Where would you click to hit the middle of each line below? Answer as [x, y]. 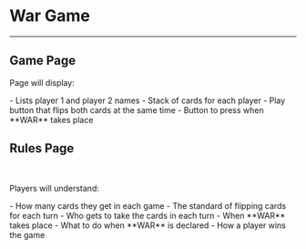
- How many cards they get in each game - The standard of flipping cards [148, 205]
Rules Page [42, 148]
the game [27, 234]
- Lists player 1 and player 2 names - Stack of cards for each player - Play [148, 100]
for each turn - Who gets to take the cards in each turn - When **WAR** [148, 215]
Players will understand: [55, 188]
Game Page [42, 61]
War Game [50, 16]
